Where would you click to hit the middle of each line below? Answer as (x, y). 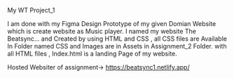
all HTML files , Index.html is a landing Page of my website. (92, 53)
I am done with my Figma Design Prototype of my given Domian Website (112, 24)
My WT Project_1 (31, 10)
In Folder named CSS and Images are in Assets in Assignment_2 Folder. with (117, 46)
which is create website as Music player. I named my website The (102, 31)
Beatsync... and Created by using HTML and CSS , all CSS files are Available (117, 39)
